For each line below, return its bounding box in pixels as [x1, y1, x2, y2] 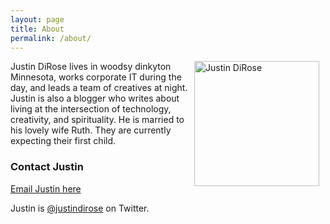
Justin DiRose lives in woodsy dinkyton [10, 61, 172, 73]
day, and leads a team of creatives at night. [10, 82, 188, 94]
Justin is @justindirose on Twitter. [10, 202, 150, 214]
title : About [10, 24, 65, 34]
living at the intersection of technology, [10, 103, 172, 115]
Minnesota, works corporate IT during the [10, 71, 182, 83]
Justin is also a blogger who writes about [10, 92, 180, 105]
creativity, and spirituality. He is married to [10, 114, 185, 126]
